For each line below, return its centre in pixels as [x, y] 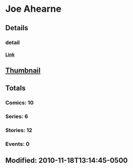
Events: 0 [17, 144]
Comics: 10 [20, 102]
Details [17, 28]
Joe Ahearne [33, 9]
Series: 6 [17, 116]
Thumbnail [23, 70]
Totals [15, 88]
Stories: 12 [19, 130]
